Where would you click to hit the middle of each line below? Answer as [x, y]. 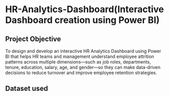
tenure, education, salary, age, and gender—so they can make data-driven [83, 67]
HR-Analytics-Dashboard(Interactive [85, 9]
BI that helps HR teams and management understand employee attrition [80, 56]
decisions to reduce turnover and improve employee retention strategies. [81, 73]
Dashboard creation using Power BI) [82, 20]
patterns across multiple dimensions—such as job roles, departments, [78, 62]
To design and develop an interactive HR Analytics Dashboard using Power [83, 51]
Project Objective [33, 39]
